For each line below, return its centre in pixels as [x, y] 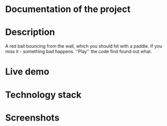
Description [30, 32]
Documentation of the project [68, 9]
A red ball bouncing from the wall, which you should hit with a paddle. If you [83, 46]
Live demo [27, 72]
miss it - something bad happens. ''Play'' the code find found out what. [78, 52]
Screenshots [32, 118]
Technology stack [43, 95]
